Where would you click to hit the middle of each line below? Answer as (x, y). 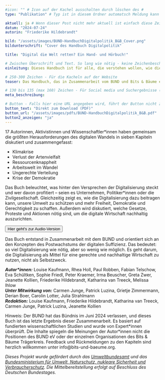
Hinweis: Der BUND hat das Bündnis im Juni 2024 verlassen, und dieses (78, 316)
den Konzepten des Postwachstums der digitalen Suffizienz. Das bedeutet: (81, 244)
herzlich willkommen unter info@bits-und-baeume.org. (61, 347)
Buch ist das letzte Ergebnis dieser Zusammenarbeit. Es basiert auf (73, 321)
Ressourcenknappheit (34, 162)
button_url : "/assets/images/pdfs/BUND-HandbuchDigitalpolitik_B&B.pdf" (81, 113)
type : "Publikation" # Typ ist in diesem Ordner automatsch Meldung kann (82, 14)
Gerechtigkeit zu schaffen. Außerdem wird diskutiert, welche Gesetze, (76, 208)
